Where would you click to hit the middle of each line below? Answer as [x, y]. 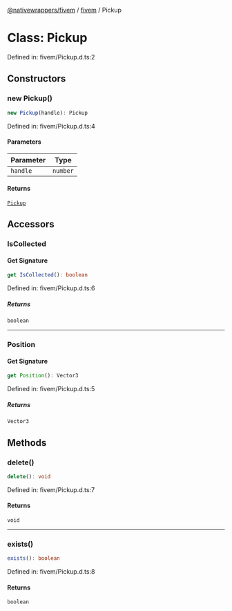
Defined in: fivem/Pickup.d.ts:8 [51, 572]
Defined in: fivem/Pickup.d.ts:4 [51, 126]
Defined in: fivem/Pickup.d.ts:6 [51, 288]
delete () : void [29, 476]
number [63, 171]
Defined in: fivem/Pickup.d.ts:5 [51, 389]
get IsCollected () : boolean [48, 275]
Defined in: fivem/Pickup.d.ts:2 [51, 57]
